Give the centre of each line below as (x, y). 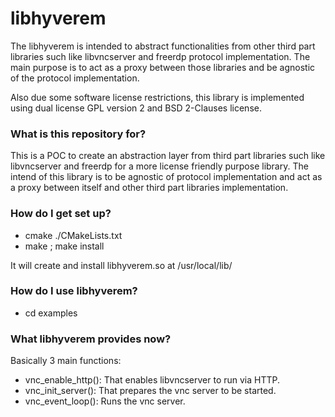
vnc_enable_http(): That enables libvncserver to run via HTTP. (152, 380)
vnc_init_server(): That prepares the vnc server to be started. (150, 391)
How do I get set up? (61, 214)
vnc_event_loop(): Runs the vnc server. (105, 401)
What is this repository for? (78, 134)
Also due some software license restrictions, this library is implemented (157, 97)
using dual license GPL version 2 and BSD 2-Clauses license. (136, 108)
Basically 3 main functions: (66, 361)
